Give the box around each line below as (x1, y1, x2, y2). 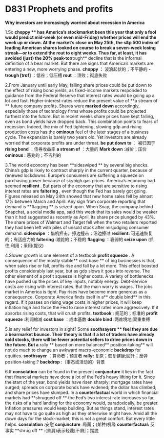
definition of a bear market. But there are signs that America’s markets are (5, 60, 154, 66)
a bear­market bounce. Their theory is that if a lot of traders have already (5, 331, 155, 337)
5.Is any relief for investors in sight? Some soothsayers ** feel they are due (5, 326, 158, 332)
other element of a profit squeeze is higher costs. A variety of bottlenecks (5, 273, 154, 279)
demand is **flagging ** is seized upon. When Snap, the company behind (5, 203, 153, 209)
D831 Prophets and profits (5, 3, 113, 15)
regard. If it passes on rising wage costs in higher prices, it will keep (5, 299, 142, 305)
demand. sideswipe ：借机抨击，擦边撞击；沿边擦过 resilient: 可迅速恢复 (5, 230, 153, 236)
